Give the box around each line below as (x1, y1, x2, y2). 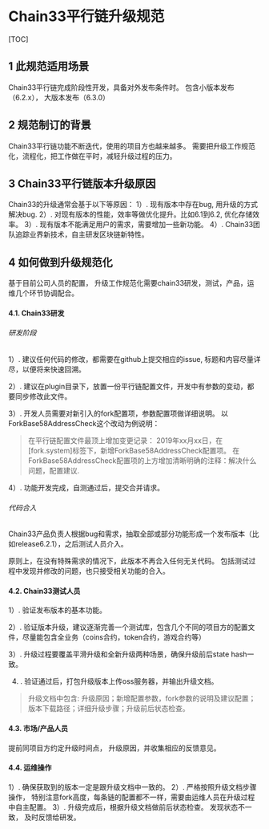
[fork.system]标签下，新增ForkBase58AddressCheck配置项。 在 (27, 445, 240, 455)
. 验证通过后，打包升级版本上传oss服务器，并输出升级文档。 (19, 677, 219, 686)
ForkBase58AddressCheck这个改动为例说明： (8, 418, 160, 428)
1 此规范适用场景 (8, 59, 90, 73)
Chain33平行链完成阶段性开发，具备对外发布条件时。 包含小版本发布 (8, 82, 235, 92)
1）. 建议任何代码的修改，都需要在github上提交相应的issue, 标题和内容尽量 (8, 354, 254, 364)
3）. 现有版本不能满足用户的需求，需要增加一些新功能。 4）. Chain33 (23, 220, 254, 230)
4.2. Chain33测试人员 (8, 586, 81, 595)
